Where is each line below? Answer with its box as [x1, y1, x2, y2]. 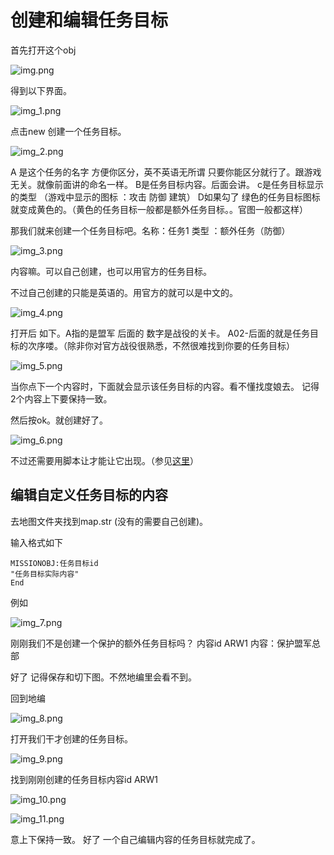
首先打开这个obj [10, 44, 77, 56]
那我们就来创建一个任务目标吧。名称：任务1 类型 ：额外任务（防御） [10, 224, 291, 236]
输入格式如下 [10, 536, 63, 548]
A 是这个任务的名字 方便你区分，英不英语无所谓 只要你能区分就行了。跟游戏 [10, 166, 322, 178]
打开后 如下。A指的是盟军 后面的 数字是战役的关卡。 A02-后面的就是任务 [10, 327, 310, 339]
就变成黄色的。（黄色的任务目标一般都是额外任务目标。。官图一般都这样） [10, 203, 308, 215]
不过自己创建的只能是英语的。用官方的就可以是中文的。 [10, 286, 238, 298]
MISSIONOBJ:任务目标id [10, 558, 99, 568]
